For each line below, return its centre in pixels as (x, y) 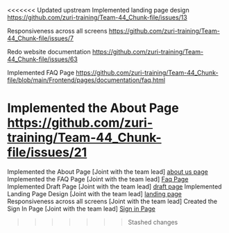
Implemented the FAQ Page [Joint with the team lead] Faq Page (98, 179)
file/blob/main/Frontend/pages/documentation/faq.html (86, 80)
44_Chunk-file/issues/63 (43, 59)
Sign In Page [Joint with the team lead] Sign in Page (82, 209)
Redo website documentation (49, 52)
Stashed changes (153, 222)
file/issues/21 (47, 153)
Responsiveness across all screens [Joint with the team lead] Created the (112, 201)
